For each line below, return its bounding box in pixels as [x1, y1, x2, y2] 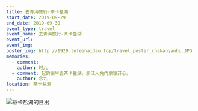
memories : [6, 53, 31, 59]
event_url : [6, 37, 34, 43]
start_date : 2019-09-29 [6, 14, 66, 20]
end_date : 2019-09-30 [6, 20, 61, 26]
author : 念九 [17, 76, 48, 82]
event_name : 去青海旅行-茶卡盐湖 [6, 31, 82, 37]
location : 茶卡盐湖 [6, 82, 52, 88]
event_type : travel [6, 25, 55, 32]
